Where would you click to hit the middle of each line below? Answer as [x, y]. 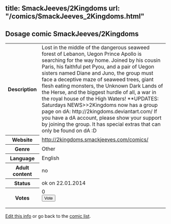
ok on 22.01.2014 [64, 183]
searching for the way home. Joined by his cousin [101, 60]
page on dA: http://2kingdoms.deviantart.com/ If [99, 111]
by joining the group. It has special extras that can [101, 124]
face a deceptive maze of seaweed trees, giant [97, 80]
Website [22, 140]
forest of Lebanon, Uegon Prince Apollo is [92, 54]
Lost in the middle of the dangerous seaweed [96, 48]
